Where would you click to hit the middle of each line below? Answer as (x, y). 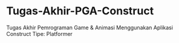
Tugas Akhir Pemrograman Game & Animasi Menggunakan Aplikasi (90, 27)
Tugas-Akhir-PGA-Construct (80, 11)
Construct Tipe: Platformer (39, 33)
